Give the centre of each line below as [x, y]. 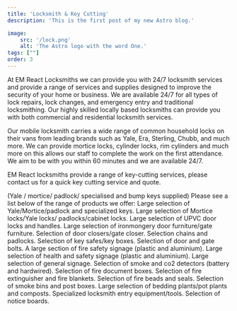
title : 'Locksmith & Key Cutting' [58, 14]
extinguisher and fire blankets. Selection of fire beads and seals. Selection [116, 278]
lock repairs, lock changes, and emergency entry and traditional [100, 102]
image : [17, 33]
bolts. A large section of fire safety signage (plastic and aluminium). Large [115, 248]
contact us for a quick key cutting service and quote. [84, 182]
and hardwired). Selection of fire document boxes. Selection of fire [105, 271]
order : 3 [20, 60]
